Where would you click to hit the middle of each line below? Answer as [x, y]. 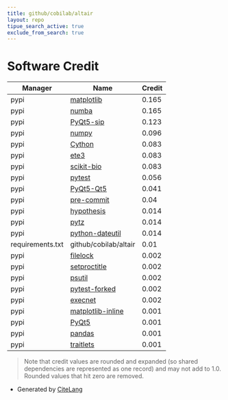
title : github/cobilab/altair [50, 13]
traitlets [82, 345]
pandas [82, 334]
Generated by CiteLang [50, 389]
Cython [82, 145]
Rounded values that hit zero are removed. [84, 376]
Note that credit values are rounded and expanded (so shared [111, 362]
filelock [82, 255]
